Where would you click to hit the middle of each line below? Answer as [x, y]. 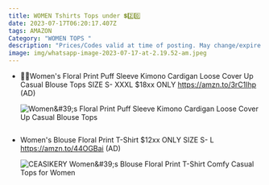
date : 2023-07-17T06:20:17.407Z [62, 23]
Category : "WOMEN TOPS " [50, 38]
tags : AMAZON [30, 31]
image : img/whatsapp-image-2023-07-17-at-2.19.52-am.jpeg [108, 53]
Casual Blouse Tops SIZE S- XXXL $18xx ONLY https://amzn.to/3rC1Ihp [138, 84]
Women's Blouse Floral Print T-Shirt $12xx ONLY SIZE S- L [117, 140]
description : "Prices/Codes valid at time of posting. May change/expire [135, 46]
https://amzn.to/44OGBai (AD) [70, 148]
